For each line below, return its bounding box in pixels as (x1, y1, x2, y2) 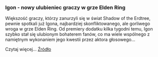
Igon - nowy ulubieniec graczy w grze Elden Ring (5, 4, 126, 11)
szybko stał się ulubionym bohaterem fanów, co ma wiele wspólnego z (5, 31, 150, 37)
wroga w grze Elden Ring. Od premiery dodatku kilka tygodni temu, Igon (5, 26, 153, 32)
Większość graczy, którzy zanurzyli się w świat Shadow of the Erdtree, (5, 15, 151, 21)
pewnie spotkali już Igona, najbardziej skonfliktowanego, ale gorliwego (5, 20, 151, 26)
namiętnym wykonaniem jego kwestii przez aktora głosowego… (5, 36, 136, 42)
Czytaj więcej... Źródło (5, 46, 51, 52)
